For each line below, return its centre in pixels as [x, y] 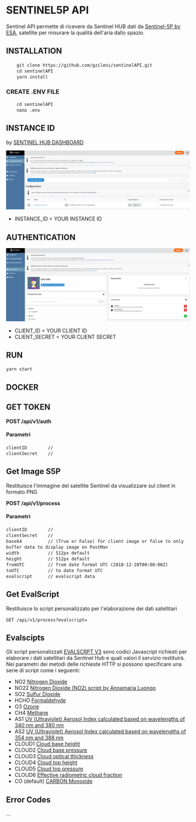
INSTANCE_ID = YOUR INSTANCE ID [58, 219]
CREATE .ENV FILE [33, 91]
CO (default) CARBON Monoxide [53, 781]
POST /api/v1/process [33, 503]
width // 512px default [48, 553]
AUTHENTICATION [41, 237]
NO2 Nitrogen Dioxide [41, 682]
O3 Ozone [27, 707]
